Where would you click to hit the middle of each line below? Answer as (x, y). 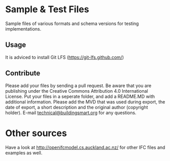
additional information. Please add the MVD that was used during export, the (85, 102)
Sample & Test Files (47, 9)
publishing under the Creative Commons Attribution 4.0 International (77, 91)
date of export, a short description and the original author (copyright (77, 107)
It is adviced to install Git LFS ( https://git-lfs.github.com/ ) (65, 57)
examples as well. (24, 153)
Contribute (23, 73)
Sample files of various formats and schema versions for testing (72, 23)
